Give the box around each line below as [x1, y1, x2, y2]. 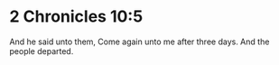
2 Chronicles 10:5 [9, 6, 144, 27]
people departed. [9, 45, 74, 56]
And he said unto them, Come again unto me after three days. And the [9, 36, 270, 47]
